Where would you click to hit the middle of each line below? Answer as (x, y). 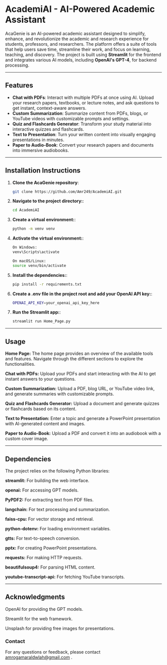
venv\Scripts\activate (36, 252)
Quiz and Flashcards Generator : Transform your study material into (82, 124)
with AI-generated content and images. (45, 424)
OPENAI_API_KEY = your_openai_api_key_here (56, 303)
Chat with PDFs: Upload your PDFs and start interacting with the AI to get (81, 374)
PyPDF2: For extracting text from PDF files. (49, 499)
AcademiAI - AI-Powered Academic (80, 9)
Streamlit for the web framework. (39, 619)
